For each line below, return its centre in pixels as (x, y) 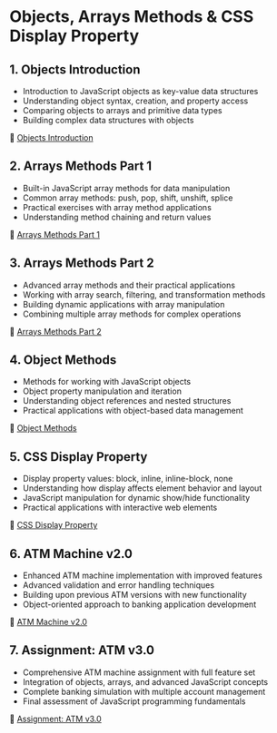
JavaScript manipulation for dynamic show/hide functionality (136, 498)
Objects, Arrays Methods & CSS (132, 17)
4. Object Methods (63, 360)
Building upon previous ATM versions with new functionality (134, 595)
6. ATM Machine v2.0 (71, 554)
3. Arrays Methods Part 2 (82, 264)
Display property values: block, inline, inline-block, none (128, 479)
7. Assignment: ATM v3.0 (82, 650)
